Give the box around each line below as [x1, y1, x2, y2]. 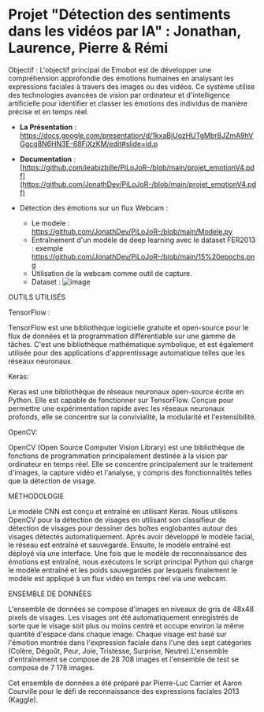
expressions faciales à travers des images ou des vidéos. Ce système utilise [8, 81, 255, 91]
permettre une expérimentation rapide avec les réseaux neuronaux [8, 404, 225, 413]
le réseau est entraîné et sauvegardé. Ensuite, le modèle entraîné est [8, 540, 231, 550]
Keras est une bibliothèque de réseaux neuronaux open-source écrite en [8, 386, 244, 396]
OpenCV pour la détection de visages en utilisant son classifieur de [8, 515, 227, 524]
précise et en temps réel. [8, 106, 89, 116]
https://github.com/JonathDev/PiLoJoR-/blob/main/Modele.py [31, 226, 233, 236]
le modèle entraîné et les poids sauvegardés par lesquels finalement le [8, 565, 238, 575]
